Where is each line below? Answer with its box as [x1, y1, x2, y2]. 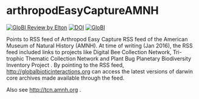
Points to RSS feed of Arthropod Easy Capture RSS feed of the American [6, 35, 188, 43]
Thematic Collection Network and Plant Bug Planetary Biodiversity [25, 55, 192, 62]
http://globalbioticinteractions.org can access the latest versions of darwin [6, 67, 194, 75]
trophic [6, 55, 24, 62]
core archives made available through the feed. [6, 74, 125, 81]
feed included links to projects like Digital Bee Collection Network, [6, 48, 172, 55]
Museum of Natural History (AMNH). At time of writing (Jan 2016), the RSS [6, 42, 193, 49]
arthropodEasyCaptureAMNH [6, 4, 159, 18]
